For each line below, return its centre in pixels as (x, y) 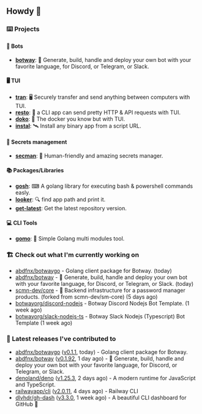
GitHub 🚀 (27, 404)
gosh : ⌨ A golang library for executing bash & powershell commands (104, 186)
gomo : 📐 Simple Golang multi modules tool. (70, 239)
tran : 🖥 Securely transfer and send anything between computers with (103, 97)
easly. (23, 193)
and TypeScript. (36, 385)
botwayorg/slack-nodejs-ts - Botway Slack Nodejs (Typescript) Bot (100, 316)
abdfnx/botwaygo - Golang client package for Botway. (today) (94, 270)
